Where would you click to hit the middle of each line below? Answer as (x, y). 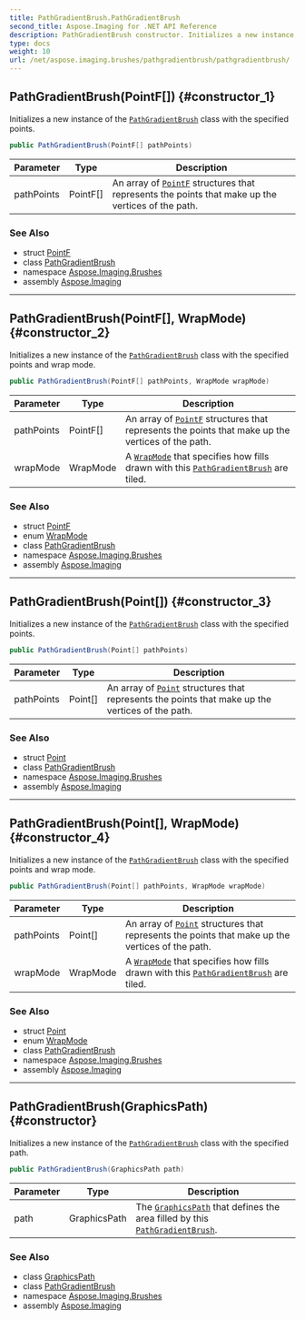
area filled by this (172, 1218)
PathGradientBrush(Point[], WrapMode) (124, 824)
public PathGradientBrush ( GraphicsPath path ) (97, 1169)
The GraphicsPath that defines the (208, 1206)
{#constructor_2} (60, 333)
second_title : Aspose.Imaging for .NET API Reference (113, 26)
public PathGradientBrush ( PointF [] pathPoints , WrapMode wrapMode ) (140, 381)
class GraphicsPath (59, 1276)
